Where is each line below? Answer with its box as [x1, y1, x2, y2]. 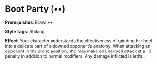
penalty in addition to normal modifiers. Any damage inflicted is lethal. [5, 53, 145, 59]
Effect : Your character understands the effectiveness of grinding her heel [5, 38, 152, 44]
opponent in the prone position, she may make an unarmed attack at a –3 [5, 48, 152, 54]
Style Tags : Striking [5, 28, 45, 34]
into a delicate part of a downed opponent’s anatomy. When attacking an [5, 43, 151, 49]
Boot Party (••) [5, 3, 66, 14]
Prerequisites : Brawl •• [5, 19, 52, 25]
